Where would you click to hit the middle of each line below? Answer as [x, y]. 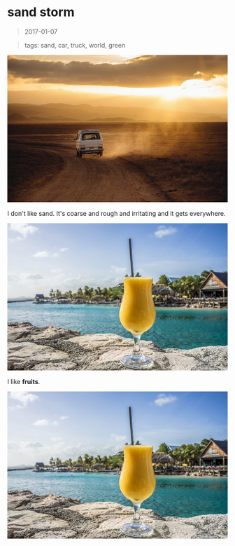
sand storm [41, 12]
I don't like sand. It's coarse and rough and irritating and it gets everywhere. [116, 213]
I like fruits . [24, 381]
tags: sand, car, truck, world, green [75, 45]
